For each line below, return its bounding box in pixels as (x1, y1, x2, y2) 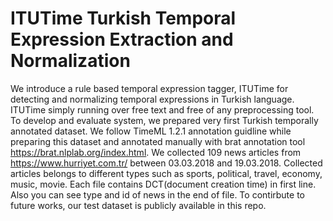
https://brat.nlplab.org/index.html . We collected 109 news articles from (10, 146, 302, 158)
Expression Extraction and (10, 28, 234, 51)
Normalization (10, 50, 131, 72)
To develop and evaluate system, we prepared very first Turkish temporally (10, 114, 319, 126)
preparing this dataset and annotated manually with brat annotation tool (10, 135, 306, 147)
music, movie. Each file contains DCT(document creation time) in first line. (10, 178, 317, 190)
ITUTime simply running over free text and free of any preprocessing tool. (10, 103, 315, 116)
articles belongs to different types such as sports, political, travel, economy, (10, 167, 323, 179)
